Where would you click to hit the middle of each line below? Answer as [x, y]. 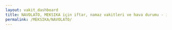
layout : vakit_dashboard [32, 10]
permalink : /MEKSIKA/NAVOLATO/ [39, 19]
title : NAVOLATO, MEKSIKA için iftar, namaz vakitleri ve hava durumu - [84, 15]
